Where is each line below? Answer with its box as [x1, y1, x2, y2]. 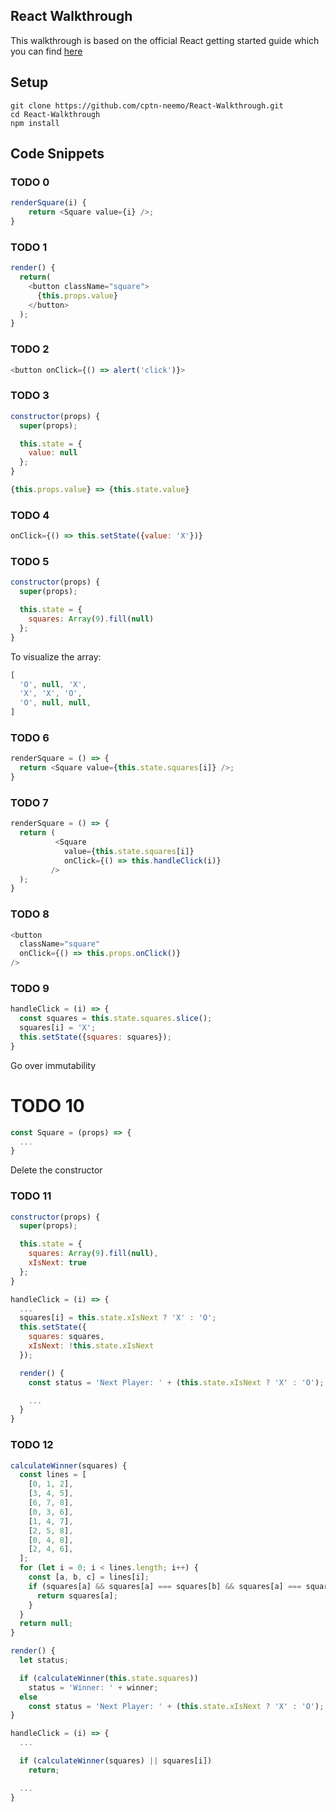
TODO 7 [10, 795, 49, 809]
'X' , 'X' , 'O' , [19, 689, 83, 699]
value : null [28, 448, 78, 458]
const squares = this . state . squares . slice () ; [19, 1014, 213, 1024]
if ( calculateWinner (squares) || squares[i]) [19, 1756, 213, 1766]
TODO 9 [10, 981, 50, 995]
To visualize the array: [10, 650, 102, 663]
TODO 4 [10, 508, 50, 522]
